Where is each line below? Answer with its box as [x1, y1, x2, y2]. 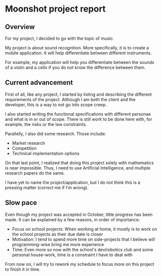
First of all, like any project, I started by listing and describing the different [5, 91, 152, 97]
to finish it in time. [5, 266, 41, 272]
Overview [5, 23, 35, 31]
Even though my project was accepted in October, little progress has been [5, 212, 153, 217]
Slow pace [5, 199, 37, 207]
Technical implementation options [12, 150, 80, 156]
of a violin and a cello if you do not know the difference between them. [5, 64, 146, 70]
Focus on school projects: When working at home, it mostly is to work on [12, 226, 157, 232]
